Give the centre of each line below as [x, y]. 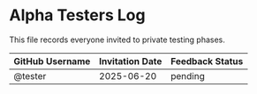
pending [188, 76]
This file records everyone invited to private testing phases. [117, 40]
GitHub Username [52, 61]
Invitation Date [130, 61]
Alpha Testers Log [77, 15]
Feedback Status [207, 61]
